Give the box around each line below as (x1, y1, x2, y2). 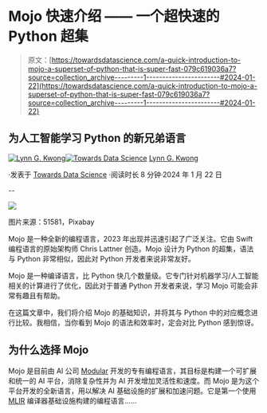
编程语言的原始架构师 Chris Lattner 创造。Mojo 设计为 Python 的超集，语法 (8, 244, 254, 254)
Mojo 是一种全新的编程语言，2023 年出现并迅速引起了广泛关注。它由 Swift (8, 234, 253, 243)
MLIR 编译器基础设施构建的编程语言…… (8, 395, 137, 405)
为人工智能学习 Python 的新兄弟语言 (8, 132, 187, 145)
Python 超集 (8, 27, 89, 45)
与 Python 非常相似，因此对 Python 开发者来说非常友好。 (8, 254, 195, 263)
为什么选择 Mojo (8, 344, 89, 357)
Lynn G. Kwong (148, 153, 199, 163)
